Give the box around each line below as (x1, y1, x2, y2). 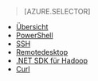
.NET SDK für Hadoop (15, 56, 88, 65)
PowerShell (15, 31, 53, 40)
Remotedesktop (15, 48, 69, 56)
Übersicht (15, 22, 49, 31)
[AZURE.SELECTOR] (23, 7, 91, 16)
